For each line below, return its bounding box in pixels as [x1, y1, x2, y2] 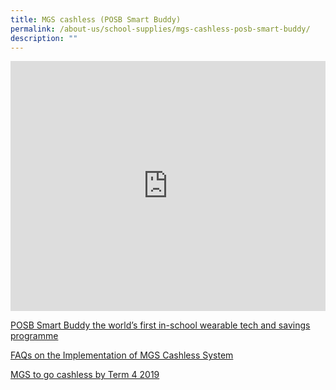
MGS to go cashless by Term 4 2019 [10, 369, 160, 381]
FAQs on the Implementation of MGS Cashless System [10, 349, 234, 361]
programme [10, 330, 59, 342]
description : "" [10, 33, 78, 43]
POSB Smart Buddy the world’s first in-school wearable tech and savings [10, 319, 311, 331]
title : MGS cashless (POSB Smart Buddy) [10, 14, 182, 25]
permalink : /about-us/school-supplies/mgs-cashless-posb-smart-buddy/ [10, 24, 311, 34]
